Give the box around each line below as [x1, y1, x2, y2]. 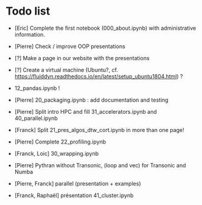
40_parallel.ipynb [14, 114, 58, 122]
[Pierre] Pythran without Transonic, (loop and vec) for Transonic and [14, 161, 186, 169]
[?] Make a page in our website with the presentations [14, 54, 150, 61]
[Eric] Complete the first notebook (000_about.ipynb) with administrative [14, 24, 197, 32]
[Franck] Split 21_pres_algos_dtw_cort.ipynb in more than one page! [14, 126, 185, 133]
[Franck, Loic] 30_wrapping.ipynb [14, 150, 99, 157]
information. [14, 30, 45, 38]
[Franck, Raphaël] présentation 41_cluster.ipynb [14, 192, 134, 199]
